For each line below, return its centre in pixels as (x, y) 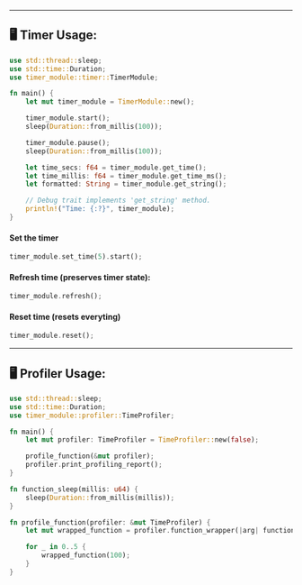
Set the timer (34, 238)
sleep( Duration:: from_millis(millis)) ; (100, 498)
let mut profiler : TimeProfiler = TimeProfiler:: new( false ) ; (142, 440)
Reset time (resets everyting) (65, 316)
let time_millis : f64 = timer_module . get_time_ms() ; (126, 176)
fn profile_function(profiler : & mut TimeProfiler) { (110, 522)
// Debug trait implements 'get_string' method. (118, 201)
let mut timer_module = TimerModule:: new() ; (110, 102)
